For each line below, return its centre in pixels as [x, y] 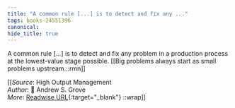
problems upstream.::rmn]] [47, 68]
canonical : [23, 27]
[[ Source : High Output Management [59, 83]
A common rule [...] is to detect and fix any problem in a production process [118, 54]
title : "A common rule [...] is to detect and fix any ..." [98, 14]
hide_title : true [33, 34]
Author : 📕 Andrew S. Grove [47, 90]
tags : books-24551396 [39, 20]
